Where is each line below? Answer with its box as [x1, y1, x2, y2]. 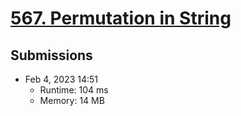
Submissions [10, 47, 93, 64]
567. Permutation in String [10, 7, 232, 30]
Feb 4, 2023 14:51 [24, 73, 98, 85]
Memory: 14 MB [39, 95, 105, 106]
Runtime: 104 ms [39, 84, 109, 96]
